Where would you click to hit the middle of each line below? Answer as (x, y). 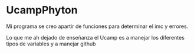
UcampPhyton (42, 10)
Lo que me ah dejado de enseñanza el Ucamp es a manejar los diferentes (95, 37)
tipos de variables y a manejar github (51, 44)
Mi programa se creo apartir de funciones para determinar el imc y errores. (97, 26)
